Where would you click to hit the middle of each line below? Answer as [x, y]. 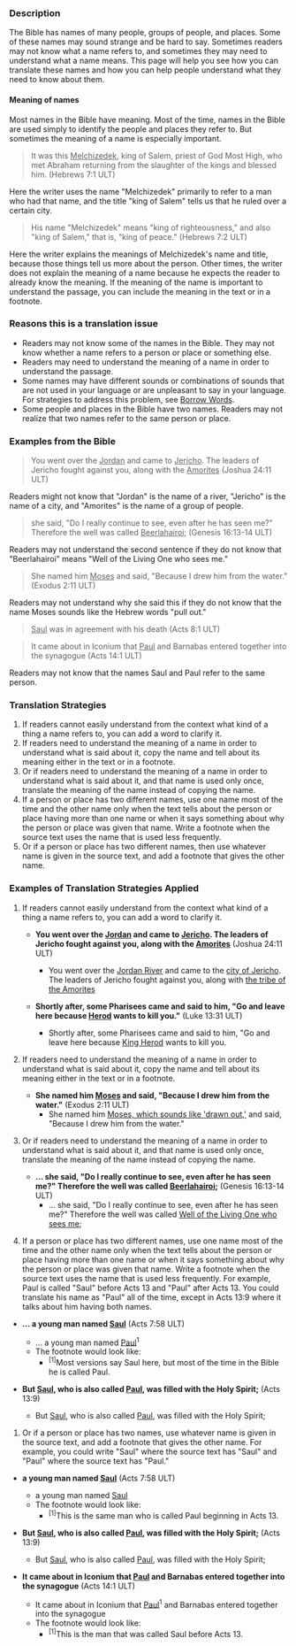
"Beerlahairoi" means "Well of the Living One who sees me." [118, 559]
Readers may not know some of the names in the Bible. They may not [148, 342]
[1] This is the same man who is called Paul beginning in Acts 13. [163, 1515]
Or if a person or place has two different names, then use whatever [144, 847]
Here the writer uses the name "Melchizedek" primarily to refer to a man [140, 191]
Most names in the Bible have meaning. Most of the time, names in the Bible [147, 119]
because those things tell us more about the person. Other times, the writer [146, 263]
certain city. [31, 210]
